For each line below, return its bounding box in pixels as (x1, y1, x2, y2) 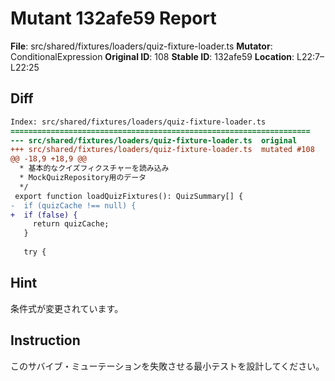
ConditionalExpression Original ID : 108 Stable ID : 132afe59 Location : (10, 50, 295, 62)
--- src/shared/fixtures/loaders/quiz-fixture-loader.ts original (10, 135, 298, 146)
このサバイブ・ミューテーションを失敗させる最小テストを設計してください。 (10, 360, 325, 372)
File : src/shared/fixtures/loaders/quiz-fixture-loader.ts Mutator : (10, 40, 273, 52)
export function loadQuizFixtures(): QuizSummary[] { (14, 191, 244, 201)
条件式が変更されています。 (10, 302, 124, 314)
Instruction (10, 332, 81, 349)
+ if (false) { (10, 210, 78, 220)
